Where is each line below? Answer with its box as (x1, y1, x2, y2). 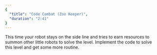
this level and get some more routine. (5, 44, 79, 50)
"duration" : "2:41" (9, 16, 49, 21)
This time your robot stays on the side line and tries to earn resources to (5, 34, 150, 40)
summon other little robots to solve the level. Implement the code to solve (5, 39, 152, 45)
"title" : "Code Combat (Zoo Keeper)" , (9, 12, 88, 17)
